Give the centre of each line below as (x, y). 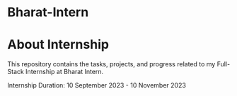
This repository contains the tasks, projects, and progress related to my (111, 64)
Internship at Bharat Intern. (65, 72)
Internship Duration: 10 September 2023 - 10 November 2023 (97, 85)
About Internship (58, 45)
